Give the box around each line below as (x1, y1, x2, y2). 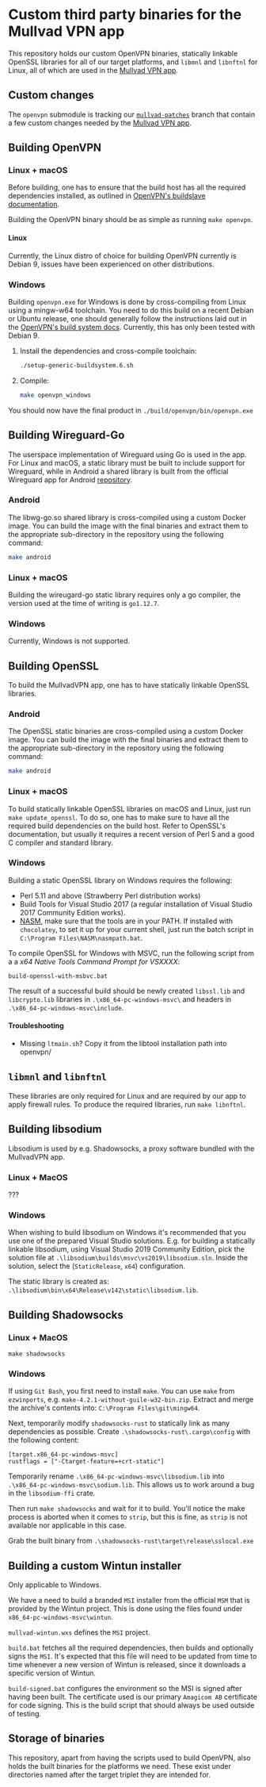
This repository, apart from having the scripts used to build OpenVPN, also (8, 1753, 251, 1762)
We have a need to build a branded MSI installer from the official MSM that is (8, 1596, 251, 1605)
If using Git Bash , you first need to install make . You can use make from (8, 1386, 235, 1396)
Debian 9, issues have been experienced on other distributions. (8, 259, 215, 269)
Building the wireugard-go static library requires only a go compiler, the (8, 589, 241, 600)
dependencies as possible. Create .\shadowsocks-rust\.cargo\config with (8, 1427, 251, 1436)
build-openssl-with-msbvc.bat (8, 972, 108, 980)
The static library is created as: (8, 1277, 109, 1287)
